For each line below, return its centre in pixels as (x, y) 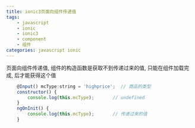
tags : (13, 17)
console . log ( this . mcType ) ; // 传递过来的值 (87, 114)
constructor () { (37, 92)
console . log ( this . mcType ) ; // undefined (86, 97)
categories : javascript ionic (44, 50)
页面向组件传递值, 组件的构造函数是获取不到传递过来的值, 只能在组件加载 (95, 68)
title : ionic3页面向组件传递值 (41, 12)
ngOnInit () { (33, 108)
